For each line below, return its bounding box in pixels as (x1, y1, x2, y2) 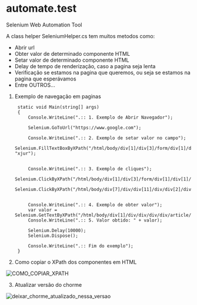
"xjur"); (14, 150, 36, 156)
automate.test (6, 2, 77, 15)
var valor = (28, 207, 58, 213)
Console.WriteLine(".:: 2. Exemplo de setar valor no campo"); (28, 135, 186, 141)
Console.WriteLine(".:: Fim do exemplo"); (28, 243, 133, 249)
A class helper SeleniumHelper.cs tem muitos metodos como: (6, 32, 155, 39)
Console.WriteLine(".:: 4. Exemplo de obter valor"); (28, 202, 163, 207)
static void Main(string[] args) (17, 104, 99, 110)
